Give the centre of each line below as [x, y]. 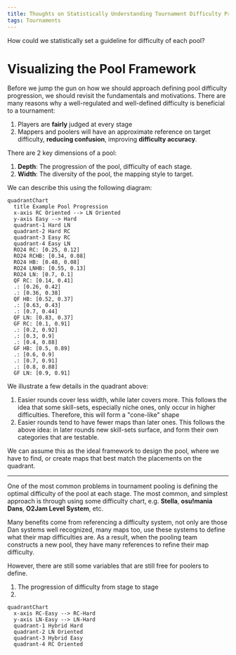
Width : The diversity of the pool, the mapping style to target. [105, 174]
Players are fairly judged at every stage [75, 125]
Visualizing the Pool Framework [102, 69]
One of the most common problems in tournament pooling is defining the [113, 486]
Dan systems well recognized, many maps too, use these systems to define [117, 530]
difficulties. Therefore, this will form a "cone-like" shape [98, 415]
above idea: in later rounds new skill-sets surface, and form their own [118, 430]
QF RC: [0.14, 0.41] [44, 281]
